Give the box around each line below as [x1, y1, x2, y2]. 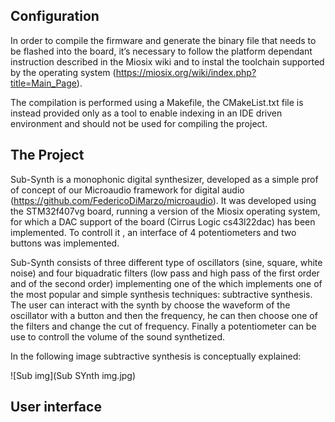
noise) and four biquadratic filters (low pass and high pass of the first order [10, 267, 320, 279]
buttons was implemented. [10, 237, 120, 249]
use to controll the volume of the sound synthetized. [10, 330, 226, 343]
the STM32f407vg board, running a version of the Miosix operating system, [10, 205, 321, 217]
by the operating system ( [10, 66, 117, 78]
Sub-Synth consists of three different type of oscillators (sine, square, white [10, 256, 323, 268]
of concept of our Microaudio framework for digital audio [10, 184, 245, 196]
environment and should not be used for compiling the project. [10, 117, 268, 129]
